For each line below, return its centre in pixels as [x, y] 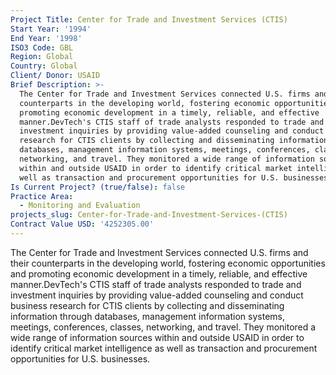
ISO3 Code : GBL [42, 47]
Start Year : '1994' [51, 29]
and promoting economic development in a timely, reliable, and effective [159, 273]
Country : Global [44, 66]
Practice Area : [42, 196]
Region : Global [42, 57]
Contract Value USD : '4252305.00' [82, 224]
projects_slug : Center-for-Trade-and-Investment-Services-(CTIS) [149, 215]
